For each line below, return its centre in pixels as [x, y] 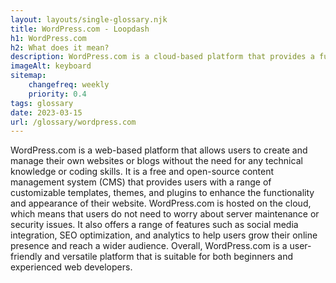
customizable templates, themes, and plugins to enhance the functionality [162, 193]
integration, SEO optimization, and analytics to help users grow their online [164, 235]
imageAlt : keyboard [51, 66]
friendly [26, 257]
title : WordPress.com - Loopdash [80, 29]
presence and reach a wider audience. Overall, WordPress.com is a [149, 246]
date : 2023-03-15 [46, 112]
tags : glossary [42, 103]
